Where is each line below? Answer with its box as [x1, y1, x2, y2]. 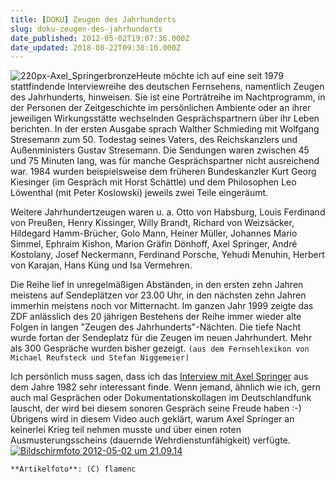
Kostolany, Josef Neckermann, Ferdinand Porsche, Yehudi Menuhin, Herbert [10, 249, 325, 261]
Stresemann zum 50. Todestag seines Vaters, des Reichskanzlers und [10, 134, 298, 146]
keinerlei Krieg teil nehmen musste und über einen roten [10, 424, 242, 436]
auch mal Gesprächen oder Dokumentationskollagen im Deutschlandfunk [10, 392, 312, 404]
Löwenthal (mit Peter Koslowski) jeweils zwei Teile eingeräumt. [10, 187, 269, 199]
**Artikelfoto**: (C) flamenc [10, 464, 137, 475]
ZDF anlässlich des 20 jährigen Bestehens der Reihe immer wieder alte [10, 311, 302, 323]
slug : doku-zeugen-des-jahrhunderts [10, 24, 163, 34]
